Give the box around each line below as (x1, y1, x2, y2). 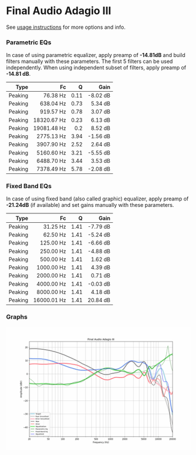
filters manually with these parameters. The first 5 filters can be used (6, 58, 173, 65)
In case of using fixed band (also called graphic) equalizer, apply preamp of (6, 195, 189, 202)
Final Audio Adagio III (6, 4, 111, 18)
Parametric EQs (6, 38, 52, 46)
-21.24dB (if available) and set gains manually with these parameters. (6, 202, 174, 209)
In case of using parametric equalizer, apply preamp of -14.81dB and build (6, 52, 186, 59)
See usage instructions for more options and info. (6, 24, 126, 31)
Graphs (6, 313, 28, 321)
